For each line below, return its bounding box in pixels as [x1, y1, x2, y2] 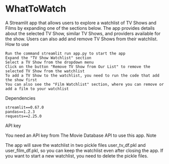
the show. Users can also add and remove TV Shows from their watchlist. [5, 36, 158, 42]
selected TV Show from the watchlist [5, 69, 85, 74]
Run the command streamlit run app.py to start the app [5, 51, 125, 56]
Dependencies [5, 95, 36, 101]
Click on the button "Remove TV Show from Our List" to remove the [5, 64, 151, 69]
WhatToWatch [5, 3, 66, 15]
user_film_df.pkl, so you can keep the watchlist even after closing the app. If [5, 147, 163, 153]
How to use [5, 41, 29, 47]
